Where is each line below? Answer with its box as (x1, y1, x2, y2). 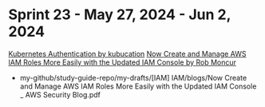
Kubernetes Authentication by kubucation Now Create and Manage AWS (8, 49, 247, 58)
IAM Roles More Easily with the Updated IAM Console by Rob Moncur (8, 57, 237, 67)
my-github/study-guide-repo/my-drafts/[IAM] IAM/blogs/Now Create (19, 73, 247, 82)
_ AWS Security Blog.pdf (19, 89, 101, 99)
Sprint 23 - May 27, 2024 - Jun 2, (8, 6, 231, 24)
